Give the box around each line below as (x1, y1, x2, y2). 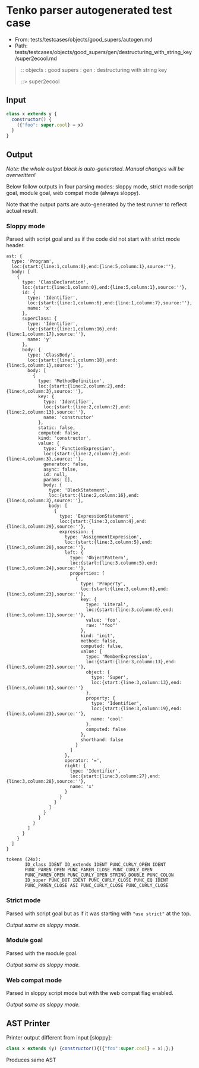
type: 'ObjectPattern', (70, 555, 129, 561)
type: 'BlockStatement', (48, 487, 110, 493)
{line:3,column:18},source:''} (6, 685, 84, 691)
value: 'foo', (86, 618, 121, 623)
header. (6, 242, 25, 249)
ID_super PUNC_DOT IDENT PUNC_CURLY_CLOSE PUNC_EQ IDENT (24, 877, 169, 883)
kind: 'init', (80, 633, 116, 639)
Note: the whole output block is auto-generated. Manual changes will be (6, 165, 184, 172)
